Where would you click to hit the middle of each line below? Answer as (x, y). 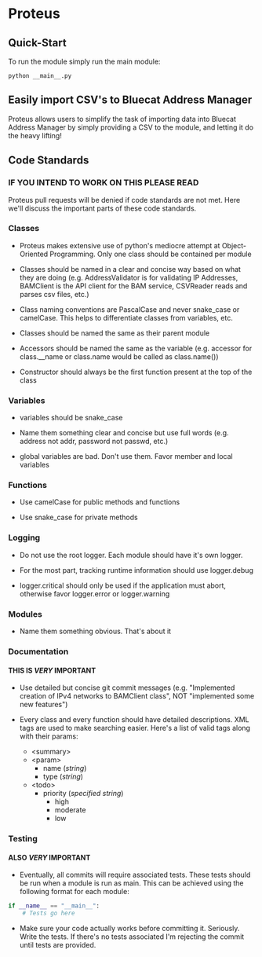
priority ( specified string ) (83, 794)
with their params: (49, 736)
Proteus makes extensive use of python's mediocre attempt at (120, 245)
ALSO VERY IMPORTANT (49, 857)
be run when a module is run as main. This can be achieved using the (132, 883)
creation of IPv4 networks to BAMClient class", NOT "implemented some (137, 696)
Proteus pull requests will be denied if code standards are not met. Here (124, 200)
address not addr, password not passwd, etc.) (94, 442)
